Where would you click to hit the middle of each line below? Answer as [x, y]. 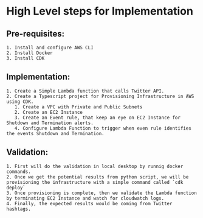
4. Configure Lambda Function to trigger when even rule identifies [103, 128]
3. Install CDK [26, 58]
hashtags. [19, 209]
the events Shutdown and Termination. [55, 133]
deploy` [16, 188]
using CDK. [20, 102]
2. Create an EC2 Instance [49, 112]
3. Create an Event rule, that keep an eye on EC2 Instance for [98, 118]
